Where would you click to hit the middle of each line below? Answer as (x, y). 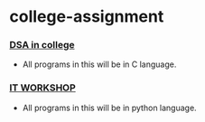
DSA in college (42, 45)
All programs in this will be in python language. (109, 108)
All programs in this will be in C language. (99, 64)
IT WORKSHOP (43, 88)
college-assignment (87, 17)
